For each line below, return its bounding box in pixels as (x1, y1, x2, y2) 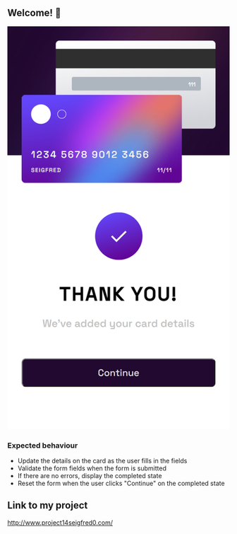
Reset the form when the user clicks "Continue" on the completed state (17, 479, 225, 487)
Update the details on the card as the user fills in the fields (17, 456, 188, 465)
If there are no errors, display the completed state (17, 471, 162, 480)
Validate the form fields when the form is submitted (17, 464, 167, 472)
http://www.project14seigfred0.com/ (7, 518, 114, 527)
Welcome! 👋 (7, 7, 61, 19)
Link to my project (7, 499, 88, 511)
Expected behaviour (7, 440, 78, 450)
